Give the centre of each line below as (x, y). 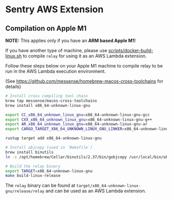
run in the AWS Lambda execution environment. (56, 71)
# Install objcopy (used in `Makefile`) (49, 147)
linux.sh (14, 56)
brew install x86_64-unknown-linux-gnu (48, 105)
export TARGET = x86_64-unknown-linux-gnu (49, 171)
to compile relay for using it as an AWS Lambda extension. (85, 56)
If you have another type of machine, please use (56, 50)
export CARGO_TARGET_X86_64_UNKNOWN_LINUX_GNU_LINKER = (65, 129)
